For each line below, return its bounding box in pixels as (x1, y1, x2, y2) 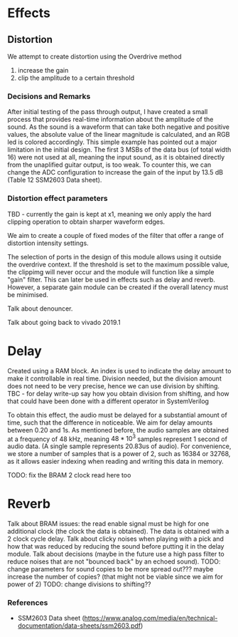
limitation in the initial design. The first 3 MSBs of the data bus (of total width (7, 145, 232, 154)
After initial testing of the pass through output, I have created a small (7, 108, 208, 116)
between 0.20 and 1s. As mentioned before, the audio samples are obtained (7, 425, 229, 434)
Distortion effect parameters (7, 194, 108, 204)
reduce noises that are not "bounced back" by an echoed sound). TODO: (7, 557, 221, 566)
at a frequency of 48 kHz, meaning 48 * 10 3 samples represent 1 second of (7, 433, 227, 443)
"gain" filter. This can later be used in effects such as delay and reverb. (7, 275, 215, 284)
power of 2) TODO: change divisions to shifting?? (7, 580, 151, 589)
